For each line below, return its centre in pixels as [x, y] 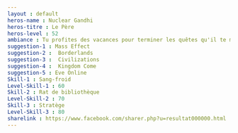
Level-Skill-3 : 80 [36, 112]
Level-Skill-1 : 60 [36, 86]
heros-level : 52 [33, 33]
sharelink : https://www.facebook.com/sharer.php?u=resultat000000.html [117, 118]
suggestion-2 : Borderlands [50, 53]
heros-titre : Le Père [41, 27]
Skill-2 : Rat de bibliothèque [53, 92]
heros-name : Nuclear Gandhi [50, 20]
